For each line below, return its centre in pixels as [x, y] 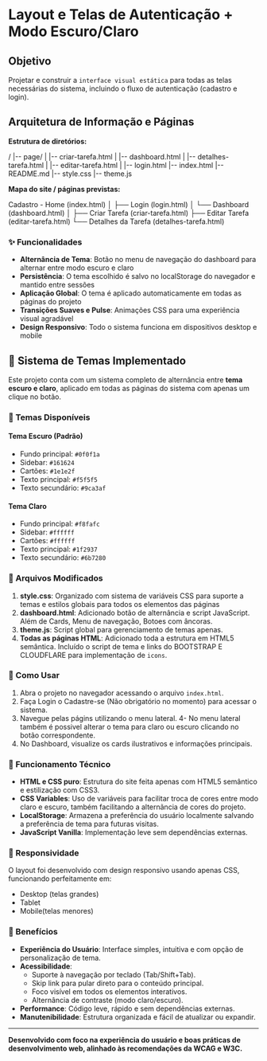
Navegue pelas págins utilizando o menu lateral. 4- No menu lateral [130, 718]
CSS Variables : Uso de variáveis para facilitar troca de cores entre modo [139, 799]
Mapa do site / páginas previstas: [64, 189]
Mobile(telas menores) [56, 911]
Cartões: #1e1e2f [47, 471]
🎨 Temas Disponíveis [49, 417]
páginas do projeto [50, 302]
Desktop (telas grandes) [59, 895]
